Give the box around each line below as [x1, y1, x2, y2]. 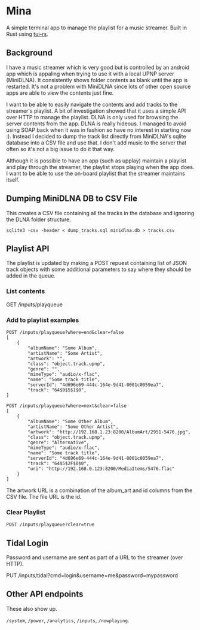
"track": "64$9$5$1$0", [27, 387, 87, 393]
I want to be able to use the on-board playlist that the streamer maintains [6, 170, 185, 177]
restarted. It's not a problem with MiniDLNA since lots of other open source [6, 83, 191, 90]
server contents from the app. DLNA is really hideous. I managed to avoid [6, 120, 187, 127]
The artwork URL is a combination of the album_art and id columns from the [6, 487, 193, 494]
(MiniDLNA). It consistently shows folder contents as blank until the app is [6, 76, 188, 83]
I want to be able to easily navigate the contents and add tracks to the [6, 101, 178, 108]
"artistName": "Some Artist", [27, 350, 103, 356]
